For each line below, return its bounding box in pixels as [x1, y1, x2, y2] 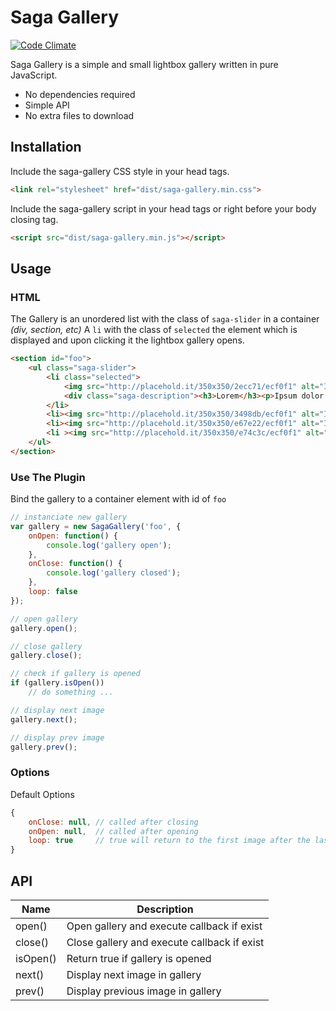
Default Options [10, 788, 75, 800]
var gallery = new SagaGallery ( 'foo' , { [10, 521, 182, 531]
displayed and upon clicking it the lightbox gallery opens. [10, 334, 245, 346]
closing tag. [10, 213, 59, 225]
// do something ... [28, 687, 114, 698]
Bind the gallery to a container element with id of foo [10, 493, 227, 505]
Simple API [24, 99, 70, 111]
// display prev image [10, 732, 105, 743]
